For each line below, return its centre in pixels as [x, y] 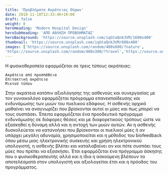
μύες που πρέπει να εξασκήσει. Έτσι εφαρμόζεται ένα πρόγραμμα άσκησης [84, 151]
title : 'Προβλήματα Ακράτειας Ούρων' [44, 10]
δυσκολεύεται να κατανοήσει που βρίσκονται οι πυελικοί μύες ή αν [75, 130]
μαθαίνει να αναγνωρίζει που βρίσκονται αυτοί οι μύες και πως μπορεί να [82, 109]
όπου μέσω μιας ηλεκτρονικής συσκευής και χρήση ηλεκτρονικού [73, 141]
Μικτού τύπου [19, 84]
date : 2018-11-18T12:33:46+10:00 [40, 14]
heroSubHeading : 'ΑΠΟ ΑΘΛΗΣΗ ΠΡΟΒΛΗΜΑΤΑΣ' [50, 33]
